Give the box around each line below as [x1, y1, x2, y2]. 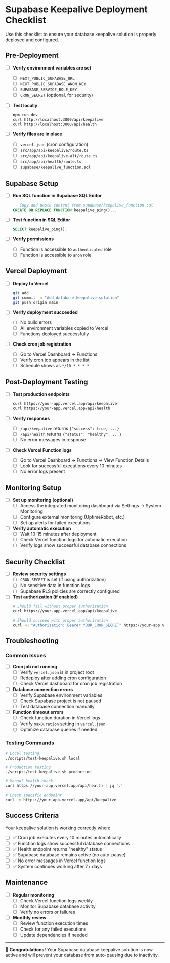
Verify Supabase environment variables [20, 692, 103, 698]
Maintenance [5, 878, 48, 887]
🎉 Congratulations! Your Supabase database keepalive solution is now [5, 947, 153, 953]
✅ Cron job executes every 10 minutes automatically [12, 835, 121, 841]
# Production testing [5, 765, 51, 770]
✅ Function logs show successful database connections [12, 840, 130, 846]
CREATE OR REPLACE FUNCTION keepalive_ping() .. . [12, 207, 117, 213]
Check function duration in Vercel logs [20, 715, 100, 721]
